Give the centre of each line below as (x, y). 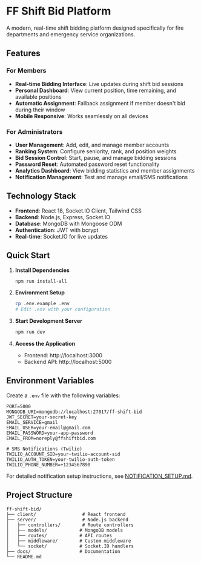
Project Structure (39, 495)
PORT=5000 (19, 406)
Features (23, 54)
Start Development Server (49, 321)
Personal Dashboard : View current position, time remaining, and (96, 90)
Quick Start (28, 256)
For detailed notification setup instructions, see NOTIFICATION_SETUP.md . (100, 476)
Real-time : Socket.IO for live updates (61, 236)
